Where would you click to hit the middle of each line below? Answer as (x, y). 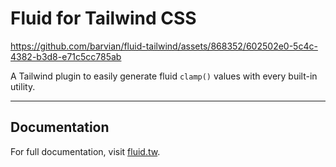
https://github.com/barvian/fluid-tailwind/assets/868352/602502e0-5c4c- (164, 46)
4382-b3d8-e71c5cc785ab (66, 56)
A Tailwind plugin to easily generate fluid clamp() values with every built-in (164, 76)
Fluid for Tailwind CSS (103, 18)
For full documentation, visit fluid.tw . (85, 151)
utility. (23, 86)
